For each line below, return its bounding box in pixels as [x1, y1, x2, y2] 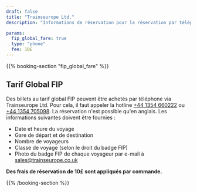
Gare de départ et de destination [14, 132, 94, 139]
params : [6, 30, 25, 36]
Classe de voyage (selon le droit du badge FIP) [14, 144, 128, 151]
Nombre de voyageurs [14, 137, 69, 144]
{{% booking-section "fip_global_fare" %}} [6, 62, 110, 69]
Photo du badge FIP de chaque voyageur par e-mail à [14, 150, 145, 157]
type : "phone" [11, 41, 46, 47]
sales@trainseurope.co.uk [14, 156, 78, 163]
